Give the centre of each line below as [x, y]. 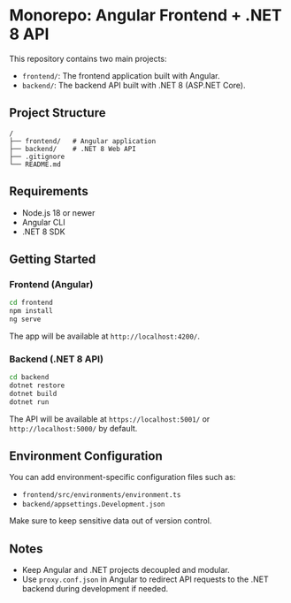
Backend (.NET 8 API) [57, 359]
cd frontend [31, 303]
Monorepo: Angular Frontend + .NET [146, 15]
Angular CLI [43, 222]
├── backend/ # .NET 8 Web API [73, 149]
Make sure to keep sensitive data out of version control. [111, 521]
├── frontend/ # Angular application [83, 141]
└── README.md [35, 164]
